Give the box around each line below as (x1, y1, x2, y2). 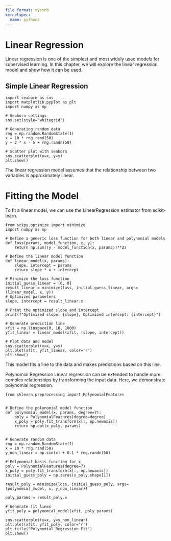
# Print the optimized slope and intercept (5, 308, 100, 313)
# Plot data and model (5, 339, 54, 344)
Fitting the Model (5, 190, 79, 202)
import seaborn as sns (5, 95, 54, 100)
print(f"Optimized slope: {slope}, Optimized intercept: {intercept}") (5, 312, 161, 317)
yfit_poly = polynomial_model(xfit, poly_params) (5, 509, 113, 514)
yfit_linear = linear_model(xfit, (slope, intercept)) (5, 330, 125, 335)
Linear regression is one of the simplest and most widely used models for (5, 56, 160, 62)
